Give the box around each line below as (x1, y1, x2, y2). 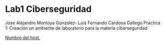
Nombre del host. (5, 35, 41, 41)
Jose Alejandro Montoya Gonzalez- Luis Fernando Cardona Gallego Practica (5, 20, 161, 26)
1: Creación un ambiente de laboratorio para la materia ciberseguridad (5, 25, 148, 31)
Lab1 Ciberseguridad (5, 3, 92, 15)
